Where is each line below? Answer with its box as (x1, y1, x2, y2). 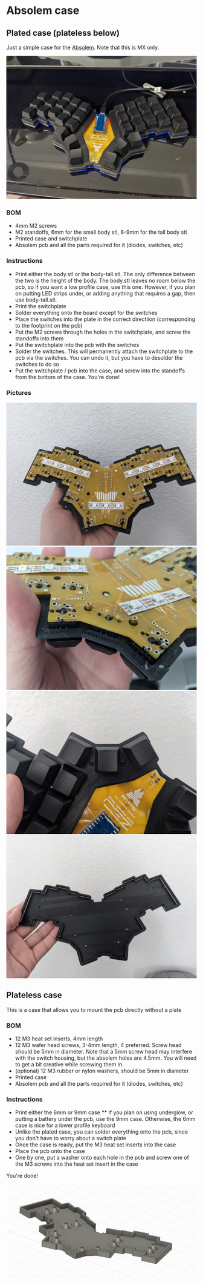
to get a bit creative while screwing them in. (14, 1061, 124, 1068)
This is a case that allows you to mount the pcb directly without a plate (6, 1006, 182, 1013)
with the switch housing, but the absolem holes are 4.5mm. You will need (14, 1054, 197, 1062)
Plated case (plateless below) (6, 28, 120, 38)
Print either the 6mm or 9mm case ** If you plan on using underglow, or (14, 1109, 193, 1116)
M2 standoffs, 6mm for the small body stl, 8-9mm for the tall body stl (14, 228, 187, 236)
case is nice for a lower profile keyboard (14, 1121, 115, 1129)
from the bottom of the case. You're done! (14, 373, 120, 380)
